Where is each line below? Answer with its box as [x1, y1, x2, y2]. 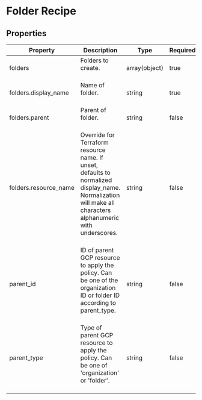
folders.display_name [9, 89, 69, 97]
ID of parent [80, 246, 114, 254]
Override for [80, 131, 115, 139]
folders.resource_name [9, 184, 75, 192]
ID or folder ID [80, 291, 120, 299]
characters [80, 206, 111, 214]
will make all [80, 199, 115, 207]
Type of [80, 323, 102, 332]
